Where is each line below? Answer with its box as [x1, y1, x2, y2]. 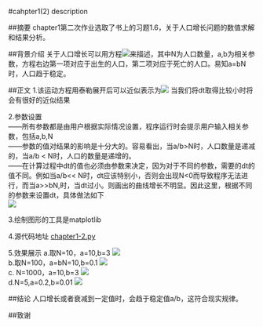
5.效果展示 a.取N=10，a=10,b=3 [8, 249, 111, 257]
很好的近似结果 [21, 96, 71, 104]
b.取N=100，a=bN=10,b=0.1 [8, 258, 98, 267]
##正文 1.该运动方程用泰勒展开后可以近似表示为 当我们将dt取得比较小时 [8, 85, 247, 95]
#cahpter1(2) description [8, 7, 89, 16]
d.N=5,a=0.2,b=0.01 [8, 278, 73, 287]
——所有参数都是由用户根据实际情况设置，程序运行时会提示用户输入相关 [8, 122, 242, 131]
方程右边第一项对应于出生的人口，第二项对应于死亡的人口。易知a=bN [21, 59, 247, 68]
